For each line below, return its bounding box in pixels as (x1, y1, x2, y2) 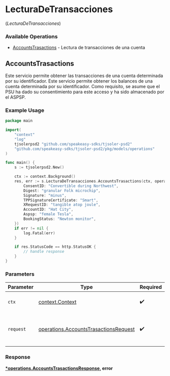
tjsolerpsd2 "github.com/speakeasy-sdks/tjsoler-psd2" (14, 141, 133, 146)
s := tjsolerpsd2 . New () (14, 165, 65, 170)
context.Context (38, 298, 77, 306)
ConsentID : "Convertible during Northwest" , (23, 183, 119, 189)
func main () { (5, 160, 35, 165)
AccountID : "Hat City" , (23, 207, 73, 212)
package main (5, 118, 33, 124)
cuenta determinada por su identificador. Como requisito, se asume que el (5, 84, 160, 90)
